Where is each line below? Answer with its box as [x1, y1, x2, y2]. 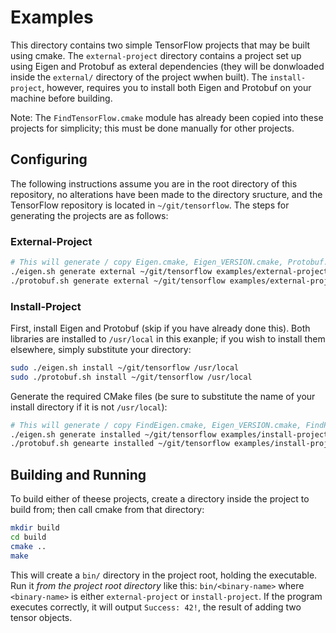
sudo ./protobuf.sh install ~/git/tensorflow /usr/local [10, 372, 253, 382]
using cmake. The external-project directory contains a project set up [10, 49, 302, 61]
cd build [10, 532, 47, 543]
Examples [10, 6, 94, 29]
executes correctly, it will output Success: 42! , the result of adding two [10, 601, 302, 613]
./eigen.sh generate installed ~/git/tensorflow [10, 429, 217, 440]
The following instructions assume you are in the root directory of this [10, 177, 298, 190]
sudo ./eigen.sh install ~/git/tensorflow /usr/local [10, 362, 240, 373]
